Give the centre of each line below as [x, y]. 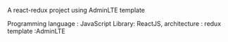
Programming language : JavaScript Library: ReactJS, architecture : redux [114, 23]
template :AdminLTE [36, 31]
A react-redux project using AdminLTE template [76, 10]
